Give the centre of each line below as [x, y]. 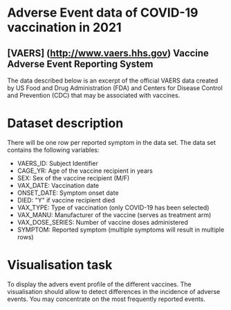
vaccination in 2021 [64, 27]
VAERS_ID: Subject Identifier [57, 163]
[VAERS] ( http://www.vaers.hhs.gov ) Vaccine [108, 53]
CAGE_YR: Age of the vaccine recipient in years [85, 171]
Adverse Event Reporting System [80, 64]
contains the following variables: [53, 150]
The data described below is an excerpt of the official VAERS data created [113, 80]
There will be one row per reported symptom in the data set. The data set [112, 142]
